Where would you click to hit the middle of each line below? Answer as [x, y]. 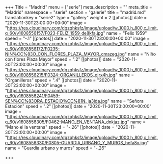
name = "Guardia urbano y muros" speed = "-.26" [56, 148]
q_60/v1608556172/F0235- [33, 49]
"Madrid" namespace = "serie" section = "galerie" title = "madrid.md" [76, 12]
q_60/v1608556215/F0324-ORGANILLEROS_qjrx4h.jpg [60, 75]
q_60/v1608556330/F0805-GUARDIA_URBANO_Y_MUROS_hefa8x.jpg [76, 143]
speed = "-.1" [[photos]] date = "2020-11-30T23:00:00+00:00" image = [77, 38]
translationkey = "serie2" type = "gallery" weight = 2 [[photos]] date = [76, 17]
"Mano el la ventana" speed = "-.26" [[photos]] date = [60, 127]
